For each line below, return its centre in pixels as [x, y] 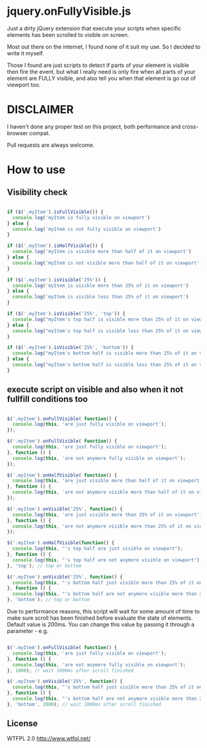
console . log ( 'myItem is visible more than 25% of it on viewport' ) [101, 286]
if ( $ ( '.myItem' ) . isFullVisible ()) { [55, 212]
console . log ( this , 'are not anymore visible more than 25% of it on [102, 526]
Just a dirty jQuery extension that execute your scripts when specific [94, 28]
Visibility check [37, 193]
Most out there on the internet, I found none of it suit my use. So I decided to [104, 47]
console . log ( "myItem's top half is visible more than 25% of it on [101, 319]
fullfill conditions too [47, 399]
